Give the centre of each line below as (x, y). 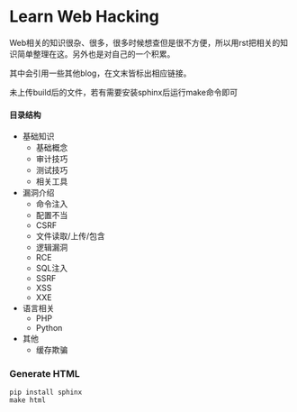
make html (28, 400)
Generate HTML (45, 374)
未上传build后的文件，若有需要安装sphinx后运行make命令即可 (124, 92)
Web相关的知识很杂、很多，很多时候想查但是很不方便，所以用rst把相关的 (145, 42)
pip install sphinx (46, 393)
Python (49, 328)
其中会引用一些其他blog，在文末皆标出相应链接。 (100, 73)
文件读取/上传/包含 (70, 236)
